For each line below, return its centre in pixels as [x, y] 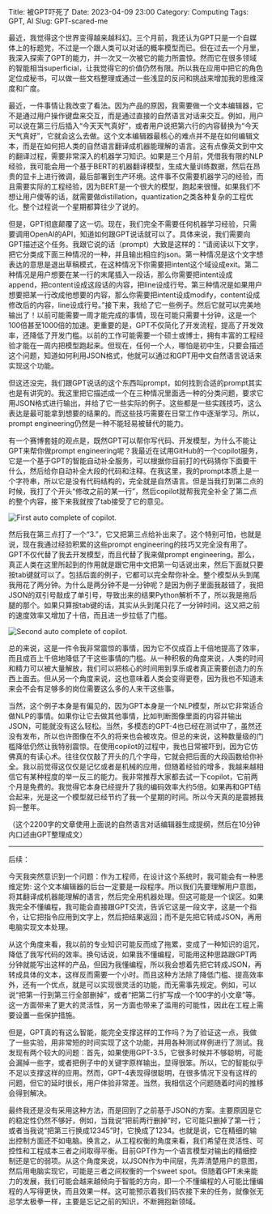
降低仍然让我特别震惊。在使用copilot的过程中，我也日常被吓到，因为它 [133, 746]
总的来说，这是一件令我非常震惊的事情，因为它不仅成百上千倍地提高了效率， [136, 648]
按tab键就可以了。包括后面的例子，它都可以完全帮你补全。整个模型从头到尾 [134, 575]
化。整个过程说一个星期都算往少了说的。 [76, 207]
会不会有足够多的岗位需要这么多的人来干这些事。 [97, 688]
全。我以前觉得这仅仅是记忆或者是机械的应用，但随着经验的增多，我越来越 [132, 767]
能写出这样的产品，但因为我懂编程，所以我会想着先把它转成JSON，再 [146, 965]
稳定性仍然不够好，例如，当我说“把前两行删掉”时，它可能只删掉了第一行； [139, 1120]
